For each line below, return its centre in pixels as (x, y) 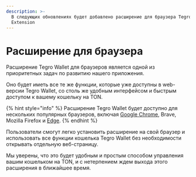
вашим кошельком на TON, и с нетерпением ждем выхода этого (87, 162)
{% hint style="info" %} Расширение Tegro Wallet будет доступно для (92, 108)
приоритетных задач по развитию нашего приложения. (75, 73)
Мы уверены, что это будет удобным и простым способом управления (95, 155)
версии (15, 91)
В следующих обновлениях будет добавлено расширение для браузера (94, 17)
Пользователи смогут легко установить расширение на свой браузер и (96, 132)
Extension (23, 22)
